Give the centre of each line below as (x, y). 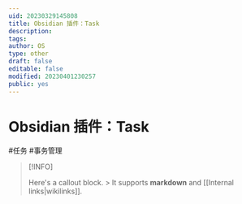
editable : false (36, 69)
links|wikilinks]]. (55, 191)
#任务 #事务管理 (35, 150)
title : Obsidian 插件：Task (54, 24)
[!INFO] (41, 167)
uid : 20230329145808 (43, 16)
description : (30, 31)
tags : (17, 39)
